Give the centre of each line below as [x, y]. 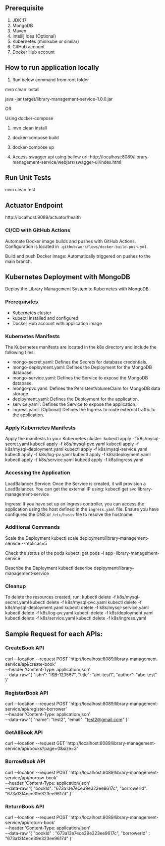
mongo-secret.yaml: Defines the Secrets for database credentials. [80, 362]
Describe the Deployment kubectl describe [49, 568]
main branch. [19, 261]
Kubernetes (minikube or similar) [46, 41]
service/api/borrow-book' [31, 778]
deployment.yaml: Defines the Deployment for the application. [76, 399]
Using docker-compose [29, 118]
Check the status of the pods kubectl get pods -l [55, 553]
